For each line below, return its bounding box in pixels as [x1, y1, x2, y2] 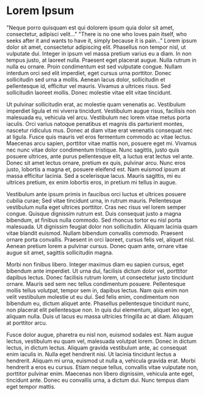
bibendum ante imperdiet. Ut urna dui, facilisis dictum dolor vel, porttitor [6, 267, 188, 274]
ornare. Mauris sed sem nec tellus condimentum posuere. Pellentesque [6, 280, 186, 287]
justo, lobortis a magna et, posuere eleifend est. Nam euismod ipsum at [6, 166, 186, 173]
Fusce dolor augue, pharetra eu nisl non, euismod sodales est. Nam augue [6, 331, 194, 338]
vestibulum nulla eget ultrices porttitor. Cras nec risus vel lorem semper [6, 203, 186, 211]
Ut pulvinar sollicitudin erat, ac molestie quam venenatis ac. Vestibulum [6, 100, 186, 108]
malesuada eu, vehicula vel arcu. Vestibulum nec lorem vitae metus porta [6, 114, 191, 121]
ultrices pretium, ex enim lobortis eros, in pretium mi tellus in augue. [6, 178, 177, 186]
